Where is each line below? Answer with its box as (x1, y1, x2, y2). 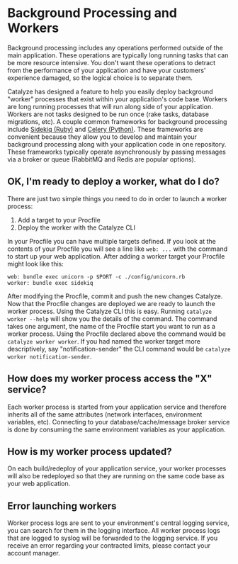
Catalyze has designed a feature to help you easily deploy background (7, 87, 214, 96)
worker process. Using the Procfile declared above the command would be (7, 329, 227, 338)
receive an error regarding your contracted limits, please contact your (7, 541, 211, 550)
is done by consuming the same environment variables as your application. (7, 425, 226, 434)
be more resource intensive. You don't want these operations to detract (7, 58, 216, 67)
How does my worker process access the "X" (7, 373, 212, 385)
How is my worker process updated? (7, 445, 172, 458)
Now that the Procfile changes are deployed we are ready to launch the (7, 299, 216, 308)
